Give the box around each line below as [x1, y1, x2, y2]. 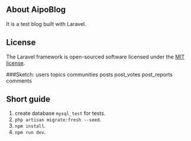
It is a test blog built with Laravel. [6, 20, 87, 27]
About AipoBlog [6, 5, 66, 15]
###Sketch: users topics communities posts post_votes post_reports [6, 71, 173, 78]
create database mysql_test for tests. [14, 110, 106, 117]
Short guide [6, 94, 51, 104]
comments [6, 77, 33, 84]
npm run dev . [14, 129, 46, 136]
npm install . [14, 122, 46, 129]
